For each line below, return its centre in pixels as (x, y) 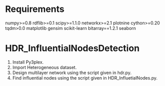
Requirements (35, 9)
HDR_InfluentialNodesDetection (73, 48)
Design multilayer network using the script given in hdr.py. (72, 73)
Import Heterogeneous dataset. (44, 67)
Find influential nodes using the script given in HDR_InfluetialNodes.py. (85, 78)
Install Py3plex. (28, 62)
